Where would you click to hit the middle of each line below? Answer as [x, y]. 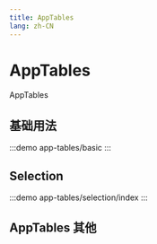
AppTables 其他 [53, 228]
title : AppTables [42, 17]
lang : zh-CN [31, 26]
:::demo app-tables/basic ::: [61, 148]
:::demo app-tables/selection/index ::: [78, 197]
